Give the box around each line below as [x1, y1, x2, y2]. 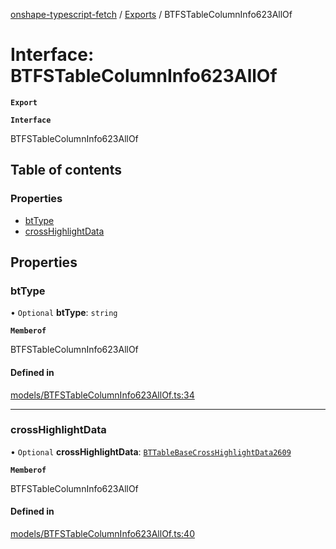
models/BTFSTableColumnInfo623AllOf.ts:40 [10, 528, 195, 540]
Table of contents [10, 162, 122, 179]
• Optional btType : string [10, 307, 118, 319]
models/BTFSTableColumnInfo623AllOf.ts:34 [10, 389, 195, 401]
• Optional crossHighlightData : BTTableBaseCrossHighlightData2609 [10, 445, 292, 458]
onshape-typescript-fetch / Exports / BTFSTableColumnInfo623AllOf [10, 9, 293, 20]
